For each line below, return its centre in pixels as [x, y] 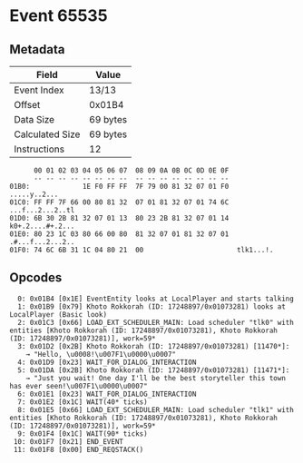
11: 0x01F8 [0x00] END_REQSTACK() [78, 449]
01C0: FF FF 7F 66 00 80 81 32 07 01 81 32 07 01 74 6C [119, 202]
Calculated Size [47, 134]
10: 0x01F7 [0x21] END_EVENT [68, 441]
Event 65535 [59, 16]
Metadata [37, 49]
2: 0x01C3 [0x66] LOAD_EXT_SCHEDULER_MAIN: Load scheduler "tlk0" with [156, 322]
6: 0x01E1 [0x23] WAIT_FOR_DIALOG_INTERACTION [107, 394]
